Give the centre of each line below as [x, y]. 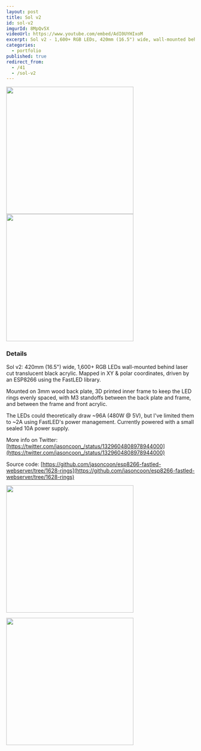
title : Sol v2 [24, 17]
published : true [26, 56]
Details [17, 354]
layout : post [22, 12]
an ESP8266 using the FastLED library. [54, 379]
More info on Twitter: [32, 440]
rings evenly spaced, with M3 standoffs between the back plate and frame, [99, 397]
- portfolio [27, 51]
